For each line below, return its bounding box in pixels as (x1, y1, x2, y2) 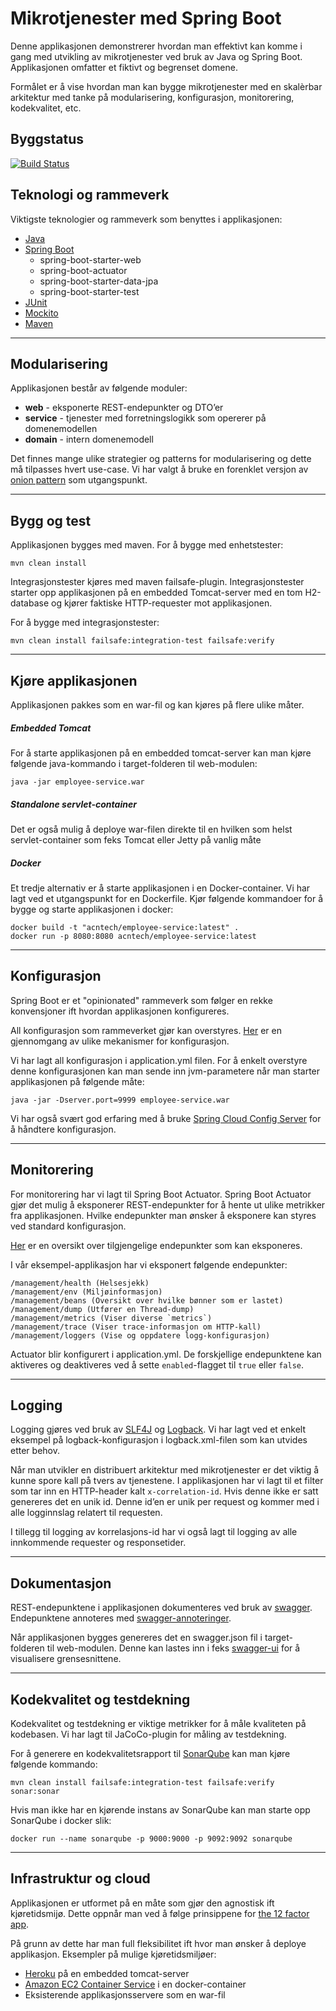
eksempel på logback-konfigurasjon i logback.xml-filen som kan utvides (10, 1434, 308, 1446)
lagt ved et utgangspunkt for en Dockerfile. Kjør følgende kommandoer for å (10, 892, 324, 904)
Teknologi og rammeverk (10, 187, 170, 204)
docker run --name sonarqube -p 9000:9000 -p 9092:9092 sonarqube (10, 1833, 293, 1844)
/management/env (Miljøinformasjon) (10, 1287, 163, 1297)
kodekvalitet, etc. (10, 102, 82, 114)
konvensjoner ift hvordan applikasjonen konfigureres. (10, 1005, 230, 1017)
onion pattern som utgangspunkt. (10, 474, 148, 486)
